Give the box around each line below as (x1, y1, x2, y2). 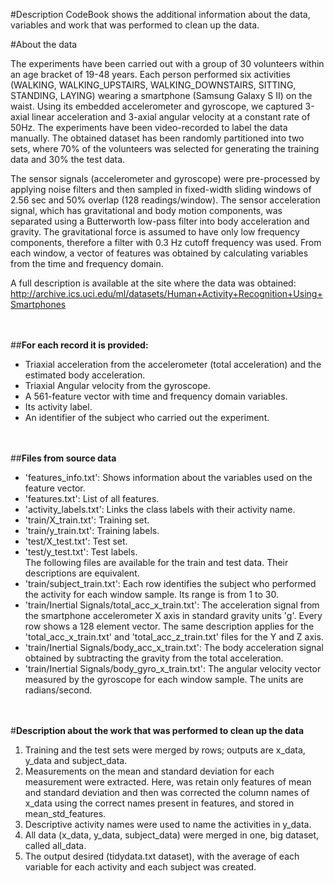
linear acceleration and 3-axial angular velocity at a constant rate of (31, 111, 311, 123)
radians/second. (24, 684, 93, 696)
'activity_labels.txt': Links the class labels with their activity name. (24, 504, 296, 515)
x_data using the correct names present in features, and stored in (24, 797, 295, 809)
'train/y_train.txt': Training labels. (24, 525, 160, 536)
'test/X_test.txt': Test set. (24, 535, 128, 547)
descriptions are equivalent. (24, 567, 140, 579)
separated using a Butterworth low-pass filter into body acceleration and (10, 215, 310, 227)
